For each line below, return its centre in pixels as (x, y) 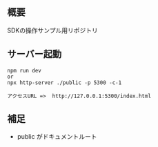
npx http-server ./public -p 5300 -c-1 (65, 82)
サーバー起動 (34, 54)
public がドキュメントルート (57, 137)
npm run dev (24, 70)
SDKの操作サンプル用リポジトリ (53, 30)
